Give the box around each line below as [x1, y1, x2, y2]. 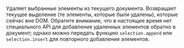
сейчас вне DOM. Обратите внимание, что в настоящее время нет [6, 17, 172, 24]
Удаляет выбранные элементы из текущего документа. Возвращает [6, 5, 176, 12]
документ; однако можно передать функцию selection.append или [6, 29, 172, 36]
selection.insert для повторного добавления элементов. [6, 36, 150, 42]
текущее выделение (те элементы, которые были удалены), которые [6, 11, 178, 18]
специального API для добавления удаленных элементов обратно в [6, 23, 176, 30]
